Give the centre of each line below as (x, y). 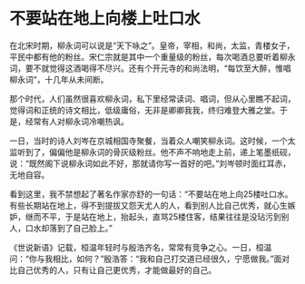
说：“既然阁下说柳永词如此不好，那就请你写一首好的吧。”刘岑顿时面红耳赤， (150, 163)
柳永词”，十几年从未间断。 (59, 79)
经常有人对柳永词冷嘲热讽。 (77, 121)
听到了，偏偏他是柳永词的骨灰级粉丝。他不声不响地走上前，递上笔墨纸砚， (156, 152)
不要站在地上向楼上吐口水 (105, 19)
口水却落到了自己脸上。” (69, 228)
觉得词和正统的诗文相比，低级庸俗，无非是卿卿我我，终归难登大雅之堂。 (144, 110)
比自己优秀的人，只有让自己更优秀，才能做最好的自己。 (113, 269)
